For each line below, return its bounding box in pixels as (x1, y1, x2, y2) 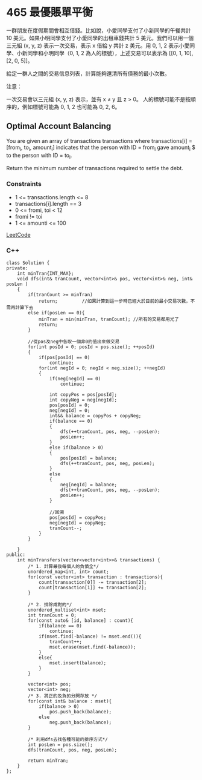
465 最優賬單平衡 (6, 5, 93, 19)
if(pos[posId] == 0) (38, 354, 90, 360)
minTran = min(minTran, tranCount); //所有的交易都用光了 (38, 316, 179, 322)
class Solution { (6, 260, 50, 266)
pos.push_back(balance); (49, 709, 112, 715)
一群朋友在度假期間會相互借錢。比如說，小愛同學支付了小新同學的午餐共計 (6, 27, 191, 34)
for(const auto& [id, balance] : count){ (28, 617, 134, 624)
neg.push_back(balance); (49, 719, 112, 725)
